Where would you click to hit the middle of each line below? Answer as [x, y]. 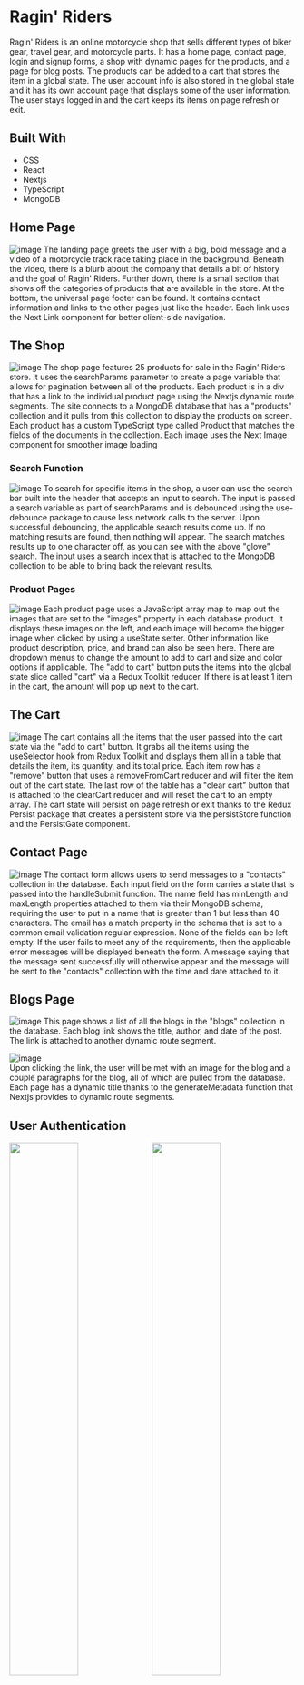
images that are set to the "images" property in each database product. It [147, 618]
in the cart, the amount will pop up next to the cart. [104, 686]
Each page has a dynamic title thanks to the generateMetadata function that [151, 1087]
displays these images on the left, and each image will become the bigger [147, 628]
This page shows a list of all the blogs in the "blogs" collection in [165, 1022]
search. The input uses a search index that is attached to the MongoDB [142, 556]
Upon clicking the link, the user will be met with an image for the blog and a [150, 1068]
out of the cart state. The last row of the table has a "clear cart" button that [149, 785]
